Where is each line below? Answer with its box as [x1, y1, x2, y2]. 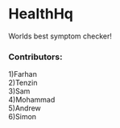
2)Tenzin [8, 78, 38, 88]
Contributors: [8, 51, 63, 62]
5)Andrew [8, 103, 42, 113]
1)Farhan [8, 70, 38, 79]
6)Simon [8, 112, 37, 122]
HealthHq [8, 5, 74, 23]
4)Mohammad [8, 95, 56, 105]
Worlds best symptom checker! [8, 31, 113, 41]
